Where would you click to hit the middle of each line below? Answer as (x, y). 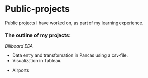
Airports (20, 70)
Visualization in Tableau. (37, 61)
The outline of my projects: (38, 35)
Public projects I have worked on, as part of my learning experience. (74, 23)
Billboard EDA (19, 46)
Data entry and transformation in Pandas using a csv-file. (70, 55)
